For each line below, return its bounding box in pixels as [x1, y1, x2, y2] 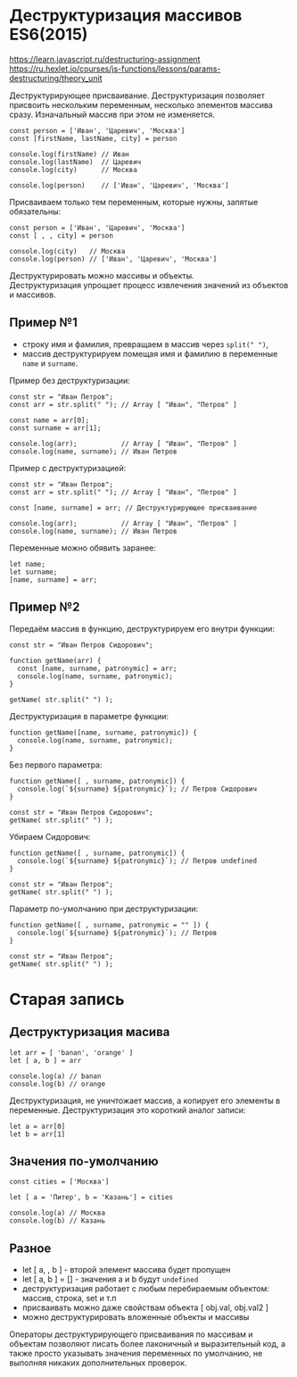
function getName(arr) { [9, 656, 102, 665]
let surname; [9, 568, 58, 577]
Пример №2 [9, 600, 80, 615]
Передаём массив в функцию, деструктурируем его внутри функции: [9, 623, 275, 634]
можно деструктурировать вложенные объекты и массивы [21, 1312, 250, 1323]
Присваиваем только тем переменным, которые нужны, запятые [9, 196, 259, 207]
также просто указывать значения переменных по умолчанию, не [9, 1348, 263, 1359]
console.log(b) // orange [9, 1079, 105, 1089]
